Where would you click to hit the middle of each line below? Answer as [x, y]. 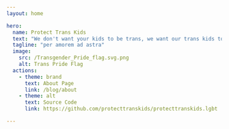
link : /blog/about [51, 90]
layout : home [25, 13]
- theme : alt [37, 96]
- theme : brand [40, 77]
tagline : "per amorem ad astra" [59, 45]
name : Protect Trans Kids [50, 32]
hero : [14, 26]
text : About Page [49, 83]
